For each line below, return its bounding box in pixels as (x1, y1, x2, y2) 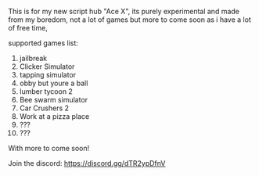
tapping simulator (19, 70, 77, 79)
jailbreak (19, 54, 48, 63)
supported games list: (8, 38, 78, 48)
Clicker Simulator (19, 62, 75, 71)
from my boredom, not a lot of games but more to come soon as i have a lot (8, 15, 252, 24)
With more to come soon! (8, 144, 90, 153)
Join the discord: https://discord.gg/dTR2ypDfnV (8, 159, 166, 167)
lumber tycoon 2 (19, 87, 73, 96)
